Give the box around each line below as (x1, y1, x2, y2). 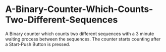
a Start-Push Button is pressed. (5, 41, 71, 47)
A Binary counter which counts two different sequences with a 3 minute (5, 30, 154, 36)
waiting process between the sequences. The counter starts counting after (5, 36, 161, 42)
